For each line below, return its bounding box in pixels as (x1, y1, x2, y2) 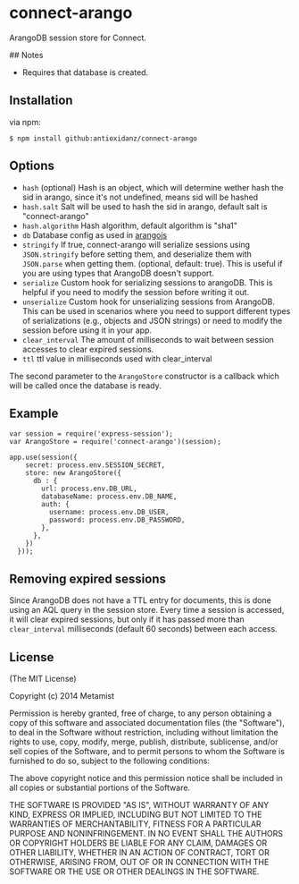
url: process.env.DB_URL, (41, 484, 138, 494)
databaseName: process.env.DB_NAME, (41, 492, 178, 501)
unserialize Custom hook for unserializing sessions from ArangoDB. (21, 296, 275, 307)
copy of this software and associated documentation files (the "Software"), (9, 718, 286, 727)
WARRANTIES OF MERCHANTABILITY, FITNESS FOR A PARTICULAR (9, 819, 262, 829)
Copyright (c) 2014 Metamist (9, 691, 114, 701)
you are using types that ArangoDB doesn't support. (21, 268, 214, 278)
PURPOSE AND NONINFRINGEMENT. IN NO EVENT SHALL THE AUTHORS (9, 829, 284, 838)
